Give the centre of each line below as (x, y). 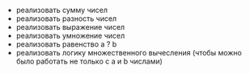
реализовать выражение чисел (70, 27)
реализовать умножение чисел (70, 35)
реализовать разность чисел (66, 18)
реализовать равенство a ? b (66, 44)
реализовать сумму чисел (61, 10)
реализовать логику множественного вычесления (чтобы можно (129, 53)
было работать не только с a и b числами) (89, 61)
